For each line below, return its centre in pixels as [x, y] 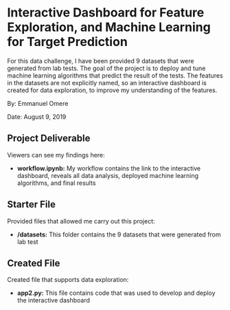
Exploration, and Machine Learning [109, 27]
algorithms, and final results [56, 183]
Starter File [32, 204]
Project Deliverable [49, 139]
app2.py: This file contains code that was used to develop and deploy [116, 293]
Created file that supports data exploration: [68, 280]
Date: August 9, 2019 [37, 117]
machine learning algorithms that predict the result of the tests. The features [115, 75]
